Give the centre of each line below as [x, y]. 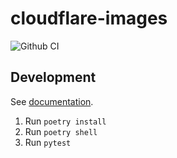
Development [53, 77]
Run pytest [48, 142]
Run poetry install [65, 121]
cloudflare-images [89, 18]
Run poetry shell [61, 131]
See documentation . [52, 101]
